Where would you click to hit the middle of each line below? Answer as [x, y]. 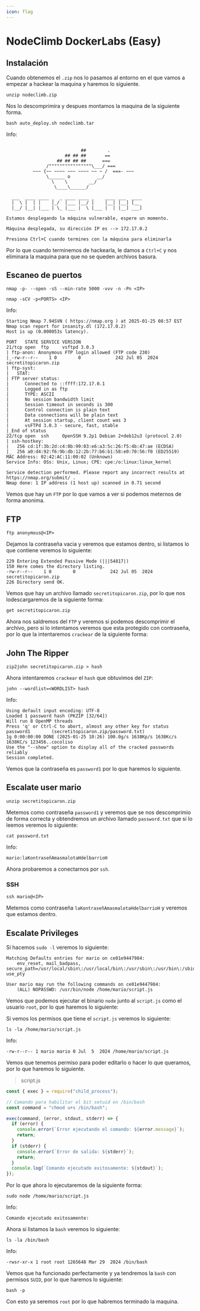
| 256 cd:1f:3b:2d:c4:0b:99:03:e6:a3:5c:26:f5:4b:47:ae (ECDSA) [90, 447]
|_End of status [26, 431]
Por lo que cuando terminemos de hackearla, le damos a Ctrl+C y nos [92, 250]
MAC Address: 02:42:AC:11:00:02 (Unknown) [60, 457]
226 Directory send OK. [36, 582]
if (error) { [28, 1124]
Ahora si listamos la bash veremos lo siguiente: [63, 1229]
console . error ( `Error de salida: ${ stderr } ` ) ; [76, 1152]
